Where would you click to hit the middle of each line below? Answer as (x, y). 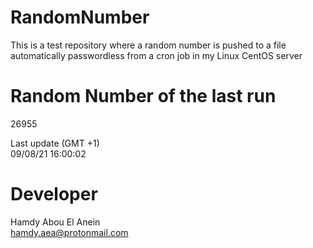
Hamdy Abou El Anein (55, 222)
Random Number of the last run (143, 96)
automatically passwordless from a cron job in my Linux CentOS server (156, 55)
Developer (54, 194)
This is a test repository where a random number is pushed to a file (148, 45)
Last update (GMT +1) (55, 143)
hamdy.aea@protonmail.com (69, 232)
